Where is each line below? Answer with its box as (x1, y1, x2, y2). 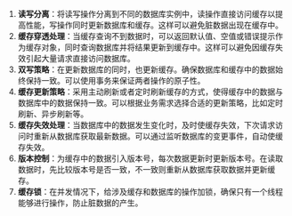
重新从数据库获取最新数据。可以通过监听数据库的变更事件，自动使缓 (33, 131, 283, 141)
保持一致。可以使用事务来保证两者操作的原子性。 (25, 76, 206, 85)
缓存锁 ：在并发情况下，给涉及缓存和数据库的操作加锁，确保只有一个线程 (17, 187, 283, 196)
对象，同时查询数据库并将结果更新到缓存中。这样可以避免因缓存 (41, 42, 276, 52)
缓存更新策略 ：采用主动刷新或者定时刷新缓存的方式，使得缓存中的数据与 (17, 86, 283, 97)
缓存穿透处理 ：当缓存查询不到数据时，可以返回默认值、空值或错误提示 (17, 31, 276, 41)
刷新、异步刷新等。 (17, 108, 89, 119)
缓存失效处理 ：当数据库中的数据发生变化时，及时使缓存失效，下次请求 (17, 120, 276, 130)
